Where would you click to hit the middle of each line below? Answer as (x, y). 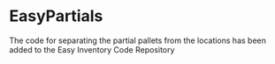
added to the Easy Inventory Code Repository (92, 49)
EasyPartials (56, 16)
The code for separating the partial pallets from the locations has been (138, 40)
